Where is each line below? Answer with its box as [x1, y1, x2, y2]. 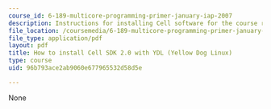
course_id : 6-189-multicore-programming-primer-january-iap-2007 [8, 11, 232, 20]
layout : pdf [8, 42, 48, 50]
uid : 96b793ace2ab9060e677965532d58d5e [8, 64, 143, 72]
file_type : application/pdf [8, 34, 103, 42]
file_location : [8, 26, 60, 34]
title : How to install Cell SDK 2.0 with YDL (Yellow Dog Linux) [8, 49, 232, 57]
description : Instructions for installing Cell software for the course [8, 19, 258, 27]
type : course [8, 57, 52, 65]
